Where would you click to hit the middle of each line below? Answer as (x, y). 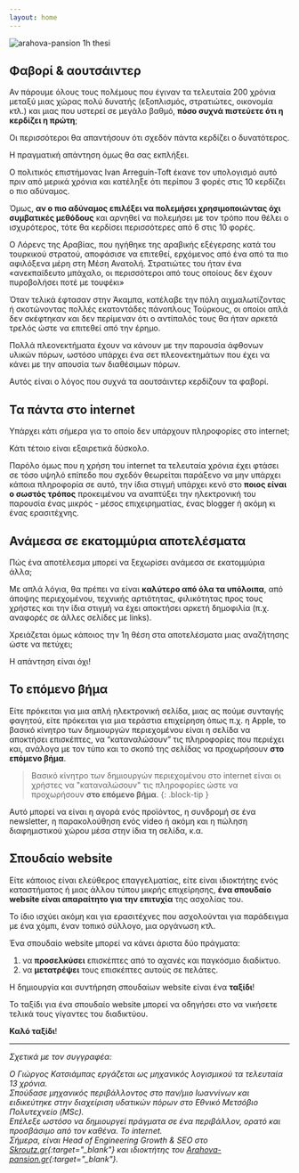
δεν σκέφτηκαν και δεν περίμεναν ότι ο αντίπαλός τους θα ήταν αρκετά (144, 319)
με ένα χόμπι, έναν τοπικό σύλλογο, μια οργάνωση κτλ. (113, 925)
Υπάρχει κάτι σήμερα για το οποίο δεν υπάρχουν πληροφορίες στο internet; (149, 431)
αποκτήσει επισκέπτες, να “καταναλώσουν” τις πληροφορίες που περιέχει (147, 739)
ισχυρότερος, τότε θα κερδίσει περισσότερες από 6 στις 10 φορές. (132, 227)
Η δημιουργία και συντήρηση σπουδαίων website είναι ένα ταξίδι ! (132, 987)
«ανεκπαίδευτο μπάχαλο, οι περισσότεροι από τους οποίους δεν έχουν (141, 273)
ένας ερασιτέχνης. (44, 513)
